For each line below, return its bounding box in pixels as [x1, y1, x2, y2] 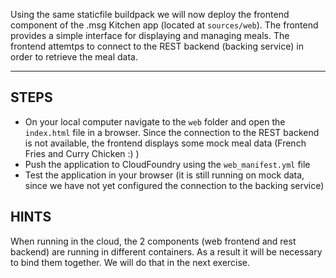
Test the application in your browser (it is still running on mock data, [24, 169, 305, 181]
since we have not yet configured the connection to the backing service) [24, 179, 325, 191]
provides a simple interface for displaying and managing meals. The [10, 30, 290, 41]
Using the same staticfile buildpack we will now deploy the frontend [10, 9, 290, 20]
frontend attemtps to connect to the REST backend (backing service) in [10, 40, 304, 52]
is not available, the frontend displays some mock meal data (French [24, 137, 307, 149]
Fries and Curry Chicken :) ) [24, 147, 140, 159]
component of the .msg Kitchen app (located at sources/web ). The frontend [10, 19, 319, 31]
